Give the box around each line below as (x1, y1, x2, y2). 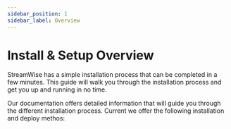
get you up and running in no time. (7, 85, 107, 94)
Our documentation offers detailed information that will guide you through (7, 99, 221, 108)
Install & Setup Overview (7, 47, 154, 63)
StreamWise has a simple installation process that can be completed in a (7, 70, 218, 79)
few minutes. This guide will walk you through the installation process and (7, 78, 222, 87)
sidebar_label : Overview (7, 17, 80, 24)
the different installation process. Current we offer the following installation (7, 106, 225, 115)
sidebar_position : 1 (7, 10, 68, 18)
